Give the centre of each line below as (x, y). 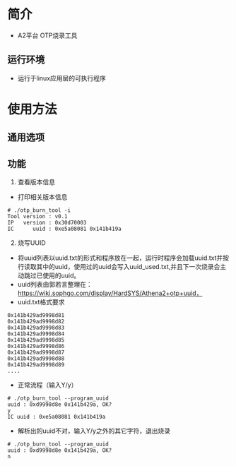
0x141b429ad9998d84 (36, 334)
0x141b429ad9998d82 (36, 322)
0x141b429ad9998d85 (36, 340)
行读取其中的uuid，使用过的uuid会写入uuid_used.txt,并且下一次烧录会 (119, 267)
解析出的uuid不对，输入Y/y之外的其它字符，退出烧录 (94, 431)
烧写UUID (31, 243)
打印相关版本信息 (42, 197)
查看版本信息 (36, 182)
